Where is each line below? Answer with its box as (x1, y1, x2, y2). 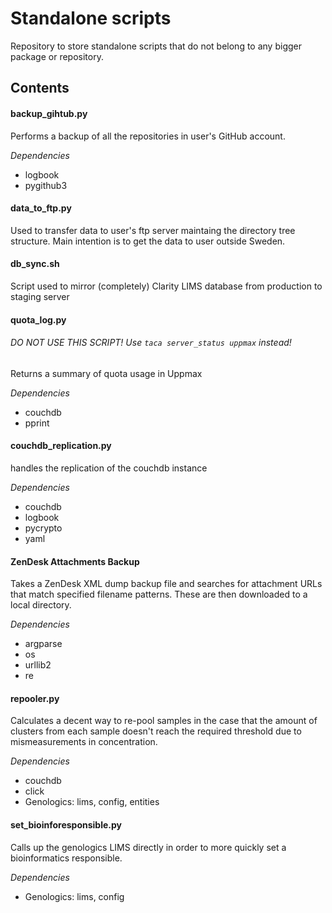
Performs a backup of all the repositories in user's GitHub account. (10, 130, 286, 142)
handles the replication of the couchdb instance (10, 462, 208, 474)
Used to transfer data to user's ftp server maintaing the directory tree (10, 224, 296, 236)
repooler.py (10, 692, 60, 704)
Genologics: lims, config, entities (24, 796, 160, 808)
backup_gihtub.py (10, 107, 88, 119)
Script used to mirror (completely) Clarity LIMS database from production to (10, 280, 323, 292)
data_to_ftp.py (10, 202, 72, 214)
